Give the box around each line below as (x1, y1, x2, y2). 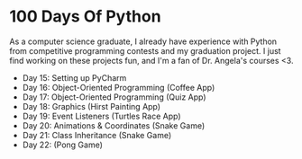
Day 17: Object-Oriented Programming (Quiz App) (22, 92, 206, 102)
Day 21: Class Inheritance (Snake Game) (22, 129, 172, 140)
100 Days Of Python (9, 6, 161, 27)
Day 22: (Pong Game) (22, 139, 104, 150)
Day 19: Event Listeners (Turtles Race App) (22, 110, 181, 121)
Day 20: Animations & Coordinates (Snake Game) (22, 119, 206, 131)
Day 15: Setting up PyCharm (22, 72, 127, 83)
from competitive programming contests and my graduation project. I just (9, 45, 281, 56)
